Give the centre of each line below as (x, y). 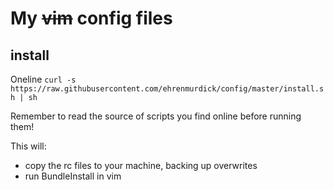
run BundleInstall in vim (73, 176)
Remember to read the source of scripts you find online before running (156, 116)
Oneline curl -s (43, 79)
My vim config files (91, 18)
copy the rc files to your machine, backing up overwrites (141, 165)
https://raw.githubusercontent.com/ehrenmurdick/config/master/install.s (167, 89)
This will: (28, 146)
